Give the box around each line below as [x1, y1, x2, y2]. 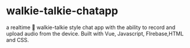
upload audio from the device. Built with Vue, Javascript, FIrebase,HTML [6, 30, 184, 37]
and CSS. [6, 36, 29, 43]
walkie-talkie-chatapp [6, 4, 119, 18]
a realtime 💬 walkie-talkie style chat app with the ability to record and [6, 24, 176, 31]
